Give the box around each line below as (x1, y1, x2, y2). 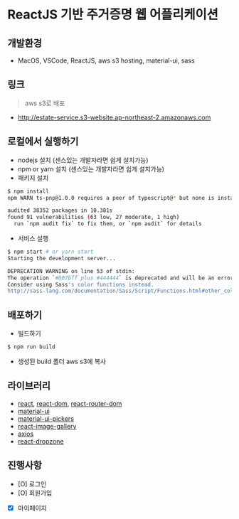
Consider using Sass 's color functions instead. (7, 281, 154, 288)
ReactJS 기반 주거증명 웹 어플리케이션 (7, 6, 219, 23)
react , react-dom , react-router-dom (17, 399, 122, 407)
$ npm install (7, 188, 50, 195)
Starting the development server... (7, 255, 116, 262)
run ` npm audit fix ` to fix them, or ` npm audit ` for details (14, 220, 202, 228)
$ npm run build (7, 343, 55, 351)
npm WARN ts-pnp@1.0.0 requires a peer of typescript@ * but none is (7, 194, 215, 201)
